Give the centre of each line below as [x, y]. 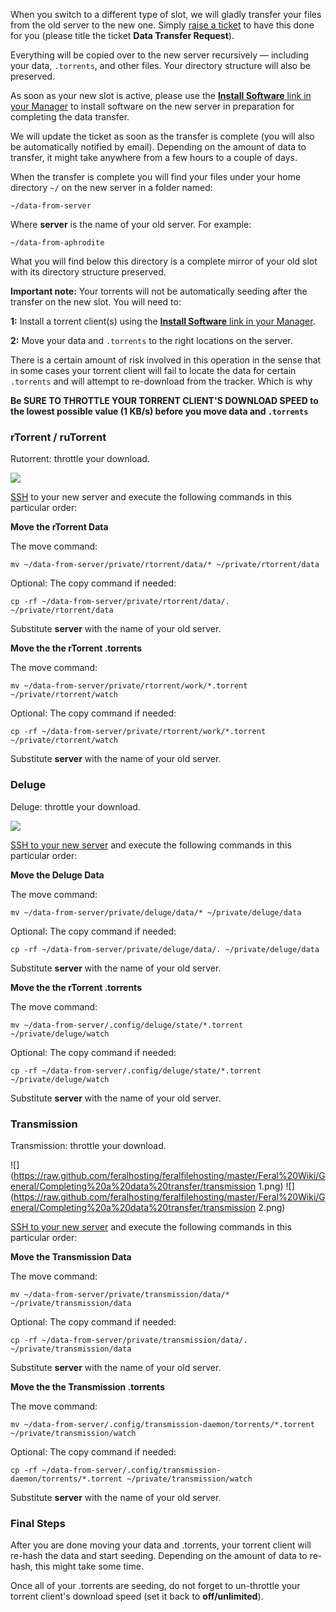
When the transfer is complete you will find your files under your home [156, 177]
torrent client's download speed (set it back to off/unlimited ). [137, 1596]
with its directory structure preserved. [88, 272]
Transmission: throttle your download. [88, 1145]
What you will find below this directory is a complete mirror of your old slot [164, 261]
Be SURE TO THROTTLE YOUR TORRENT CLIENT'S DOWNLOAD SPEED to [164, 400]
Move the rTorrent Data [59, 527]
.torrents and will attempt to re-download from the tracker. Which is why [161, 381]
